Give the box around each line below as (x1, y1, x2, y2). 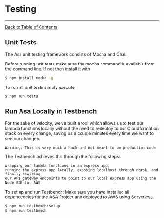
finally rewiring (5, 172, 41, 177)
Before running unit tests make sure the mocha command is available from (5, 61, 155, 66)
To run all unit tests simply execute (5, 84, 75, 90)
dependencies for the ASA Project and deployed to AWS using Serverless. (5, 194, 154, 200)
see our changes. (5, 136, 41, 142)
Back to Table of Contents (5, 24, 58, 30)
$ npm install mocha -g (5, 75, 54, 80)
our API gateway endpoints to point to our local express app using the (5, 176, 156, 181)
